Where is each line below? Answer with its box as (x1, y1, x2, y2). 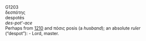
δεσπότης (5, 9, 26, 15)
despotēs (5, 15, 25, 20)
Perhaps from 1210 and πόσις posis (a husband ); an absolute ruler (5, 25, 141, 31)
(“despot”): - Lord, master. (5, 31, 59, 36)
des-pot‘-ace (5, 20, 32, 26)
